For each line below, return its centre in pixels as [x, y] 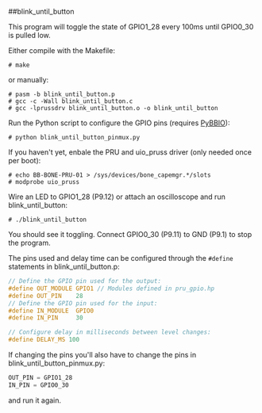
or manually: [29, 80]
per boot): [25, 161]
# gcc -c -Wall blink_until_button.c [71, 101]
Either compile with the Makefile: [62, 50]
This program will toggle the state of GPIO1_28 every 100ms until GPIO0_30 [131, 27]
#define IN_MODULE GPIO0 [51, 311]
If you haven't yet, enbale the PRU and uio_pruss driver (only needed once [130, 152]
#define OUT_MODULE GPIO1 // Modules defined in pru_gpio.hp [112, 289]
